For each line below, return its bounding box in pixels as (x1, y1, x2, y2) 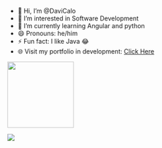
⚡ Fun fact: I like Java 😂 (17, 37, 90, 45)
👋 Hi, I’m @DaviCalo (17, 7, 76, 15)
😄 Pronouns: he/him (17, 29, 78, 37)
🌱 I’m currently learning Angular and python (17, 22, 145, 30)
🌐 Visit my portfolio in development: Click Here (17, 47, 154, 56)
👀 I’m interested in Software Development (17, 14, 139, 23)
